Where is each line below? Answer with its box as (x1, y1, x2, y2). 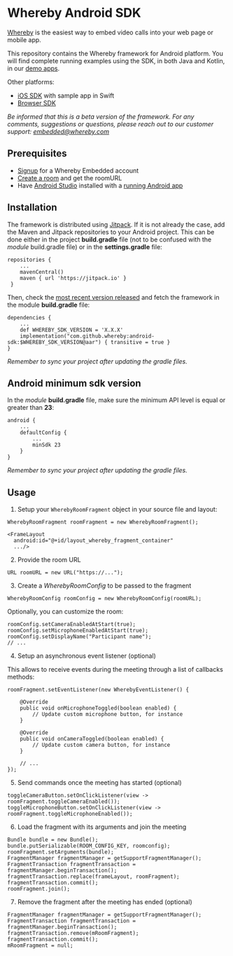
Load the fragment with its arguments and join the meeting (17, 823, 187, 831)
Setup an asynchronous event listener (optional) (17, 651, 156, 660)
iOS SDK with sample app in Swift (17, 91, 115, 100)
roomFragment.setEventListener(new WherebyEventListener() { (7, 686, 190, 693)
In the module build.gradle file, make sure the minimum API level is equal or (7, 396, 226, 404)
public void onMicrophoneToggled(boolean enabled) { (20, 705, 177, 712)
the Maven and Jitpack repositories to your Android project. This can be (7, 227, 215, 236)
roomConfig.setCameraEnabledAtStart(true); (7, 621, 136, 628)
